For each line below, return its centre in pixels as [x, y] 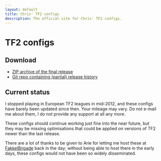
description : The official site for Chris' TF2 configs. [64, 18]
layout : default [21, 9]
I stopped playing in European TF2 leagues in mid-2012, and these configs [79, 104]
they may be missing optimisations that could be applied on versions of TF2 [80, 129]
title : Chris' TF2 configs [32, 14]
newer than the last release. [33, 134]
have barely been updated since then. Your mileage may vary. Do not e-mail [81, 109]
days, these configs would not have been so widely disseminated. [71, 153]
